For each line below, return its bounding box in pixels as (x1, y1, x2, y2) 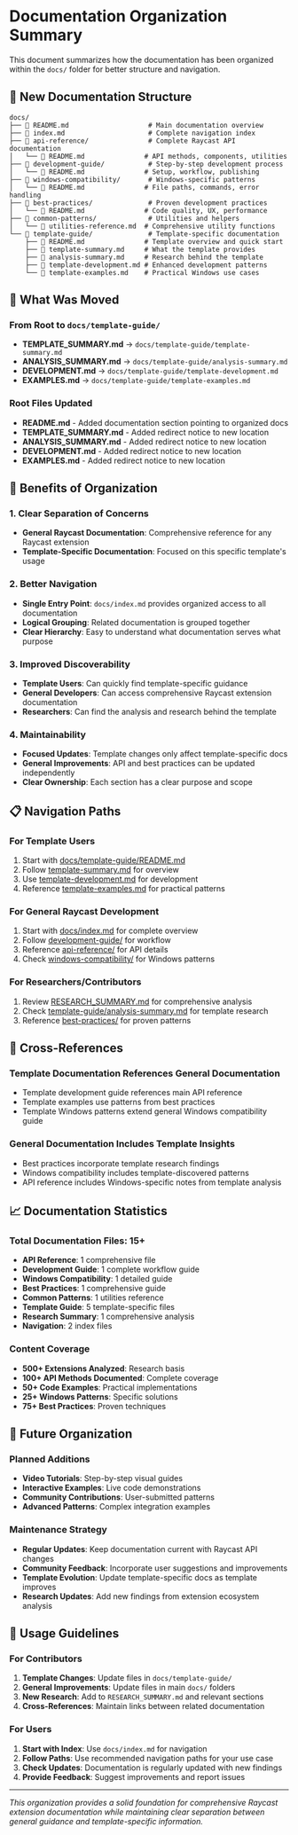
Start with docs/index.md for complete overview (21, 925, 199, 937)
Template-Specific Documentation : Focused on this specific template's (21, 546, 286, 557)
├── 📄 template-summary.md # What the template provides (25, 245, 255, 254)
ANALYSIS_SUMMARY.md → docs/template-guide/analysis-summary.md (21, 357, 288, 367)
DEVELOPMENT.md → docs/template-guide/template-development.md (21, 365, 279, 376)
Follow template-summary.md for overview (21, 865, 179, 874)
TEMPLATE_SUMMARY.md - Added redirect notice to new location (21, 427, 269, 437)
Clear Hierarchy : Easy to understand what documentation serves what (21, 626, 281, 637)
